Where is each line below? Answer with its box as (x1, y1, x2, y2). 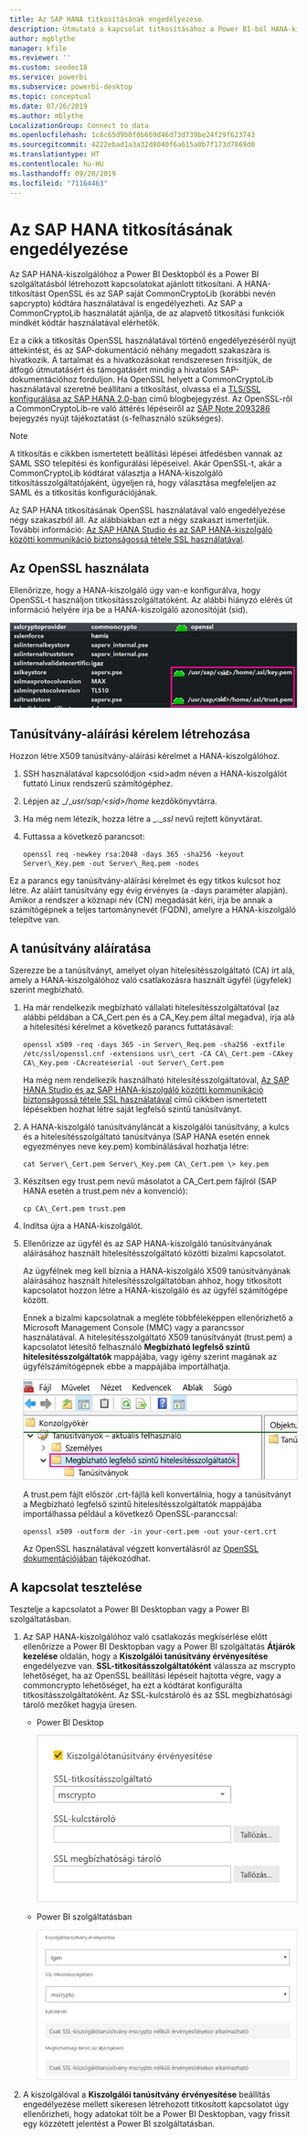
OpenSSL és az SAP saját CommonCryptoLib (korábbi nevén (48, 288, 276, 299)
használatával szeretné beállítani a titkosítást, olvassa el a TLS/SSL (9, 384, 261, 395)
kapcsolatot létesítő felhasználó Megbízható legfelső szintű (22, 1341, 250, 1352)
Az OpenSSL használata (9, 561, 150, 576)
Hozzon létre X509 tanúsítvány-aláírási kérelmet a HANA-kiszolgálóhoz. (9, 751, 281, 762)
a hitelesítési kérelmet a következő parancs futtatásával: (22, 1021, 234, 1032)
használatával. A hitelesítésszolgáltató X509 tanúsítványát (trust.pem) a (22, 1331, 293, 1342)
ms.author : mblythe (9, 111, 84, 121)
